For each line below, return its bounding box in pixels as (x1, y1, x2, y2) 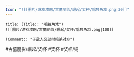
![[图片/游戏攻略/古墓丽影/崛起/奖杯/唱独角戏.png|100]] (5, 27, 114, 32)
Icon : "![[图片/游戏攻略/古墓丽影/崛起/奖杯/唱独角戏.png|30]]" (5, 7, 130, 12)
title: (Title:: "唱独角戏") (5, 22, 64, 27)
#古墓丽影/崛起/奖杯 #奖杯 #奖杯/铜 (5, 46, 79, 52)
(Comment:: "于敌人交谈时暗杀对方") (5, 37, 75, 42)
